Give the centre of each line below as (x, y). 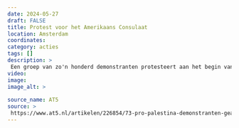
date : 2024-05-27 (33, 14)
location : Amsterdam (38, 34)
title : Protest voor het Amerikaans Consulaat (78, 27)
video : (17, 73)
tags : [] (20, 54)
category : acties (33, 47)
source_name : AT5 (33, 100)
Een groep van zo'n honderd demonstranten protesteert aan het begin (116, 67)
